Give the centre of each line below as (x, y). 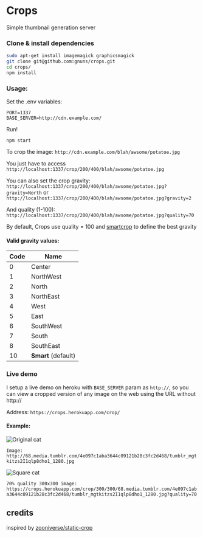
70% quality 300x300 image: (42, 483)
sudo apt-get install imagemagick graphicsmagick (71, 56)
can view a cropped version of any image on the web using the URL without (101, 393)
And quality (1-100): (31, 210)
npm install (21, 73)
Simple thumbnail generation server (51, 27)
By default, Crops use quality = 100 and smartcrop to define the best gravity (101, 227)
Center (41, 267)
